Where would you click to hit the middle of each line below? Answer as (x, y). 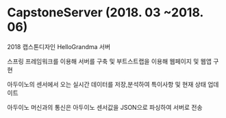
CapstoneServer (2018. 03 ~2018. (105, 13)
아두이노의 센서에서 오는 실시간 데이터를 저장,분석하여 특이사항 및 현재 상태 (107, 84)
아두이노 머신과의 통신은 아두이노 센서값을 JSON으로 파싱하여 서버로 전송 (105, 107)
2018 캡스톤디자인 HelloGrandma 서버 (59, 46)
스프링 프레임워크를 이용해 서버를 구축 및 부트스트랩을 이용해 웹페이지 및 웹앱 (110, 61)
